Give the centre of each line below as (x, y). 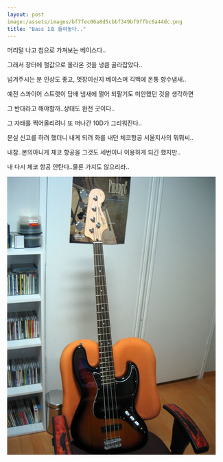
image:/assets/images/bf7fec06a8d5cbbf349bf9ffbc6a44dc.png (95, 22)
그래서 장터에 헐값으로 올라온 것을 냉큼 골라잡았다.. (75, 65)
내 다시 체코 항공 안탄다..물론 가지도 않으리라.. (68, 167)
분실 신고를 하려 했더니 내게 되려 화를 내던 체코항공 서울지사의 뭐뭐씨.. (100, 138)
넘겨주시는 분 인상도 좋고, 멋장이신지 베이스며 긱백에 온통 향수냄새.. (97, 80)
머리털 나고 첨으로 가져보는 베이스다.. (57, 50)
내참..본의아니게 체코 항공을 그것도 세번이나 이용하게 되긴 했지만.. (94, 152)
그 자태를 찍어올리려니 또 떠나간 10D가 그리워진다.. (74, 123)
